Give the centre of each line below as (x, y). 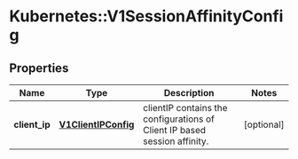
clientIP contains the (185, 108)
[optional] (264, 124)
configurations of (179, 119)
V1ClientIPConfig (97, 124)
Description (189, 93)
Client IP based (175, 130)
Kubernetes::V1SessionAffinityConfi (146, 16)
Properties (39, 68)
